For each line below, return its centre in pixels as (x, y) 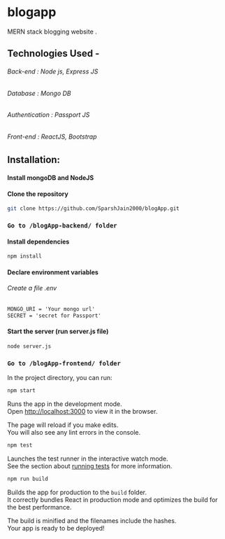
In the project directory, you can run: (60, 377)
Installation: (34, 160)
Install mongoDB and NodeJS (51, 177)
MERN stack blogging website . (52, 31)
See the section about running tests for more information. (90, 465)
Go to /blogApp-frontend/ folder (64, 363)
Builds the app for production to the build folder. (77, 492)
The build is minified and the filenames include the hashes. (92, 520)
